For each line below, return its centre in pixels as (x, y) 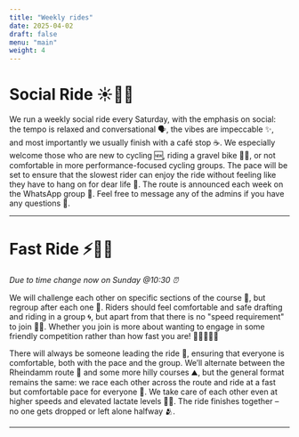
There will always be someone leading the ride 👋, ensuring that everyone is (147, 353)
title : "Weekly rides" (51, 17)
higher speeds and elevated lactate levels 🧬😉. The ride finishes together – (144, 401)
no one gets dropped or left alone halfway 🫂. (92, 411)
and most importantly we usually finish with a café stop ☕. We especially (142, 142)
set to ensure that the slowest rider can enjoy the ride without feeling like (143, 175)
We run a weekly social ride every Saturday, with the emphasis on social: (143, 119)
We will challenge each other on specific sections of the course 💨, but (137, 298)
